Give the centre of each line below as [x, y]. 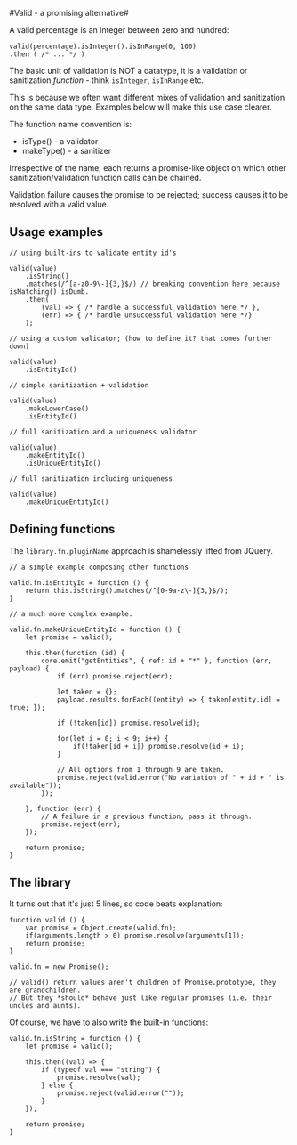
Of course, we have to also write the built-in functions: [109, 1022]
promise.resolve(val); [99, 1078]
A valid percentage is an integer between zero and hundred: [119, 30]
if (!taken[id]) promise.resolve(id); [128, 723]
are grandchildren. [45, 991]
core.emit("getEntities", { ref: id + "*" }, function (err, [157, 661]
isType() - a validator [60, 141]
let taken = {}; [87, 692]
